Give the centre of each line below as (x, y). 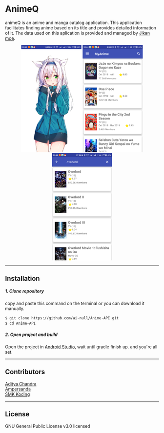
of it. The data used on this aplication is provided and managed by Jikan (78, 33)
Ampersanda (18, 389)
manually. (15, 309)
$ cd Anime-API (20, 324)
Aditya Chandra (21, 384)
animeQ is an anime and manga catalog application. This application (74, 23)
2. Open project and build (31, 335)
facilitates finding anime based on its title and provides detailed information (81, 27)
